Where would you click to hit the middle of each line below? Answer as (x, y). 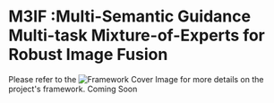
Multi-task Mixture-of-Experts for (137, 35)
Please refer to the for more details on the (136, 79)
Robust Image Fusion (88, 55)
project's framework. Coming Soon (73, 89)
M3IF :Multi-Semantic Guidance (130, 17)
